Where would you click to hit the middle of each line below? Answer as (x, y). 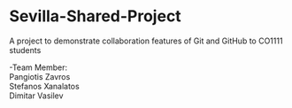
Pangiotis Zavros (40, 76)
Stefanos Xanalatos (44, 86)
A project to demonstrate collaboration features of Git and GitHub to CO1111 (146, 41)
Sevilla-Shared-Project (95, 16)
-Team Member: (38, 67)
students (25, 50)
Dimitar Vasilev (36, 96)
